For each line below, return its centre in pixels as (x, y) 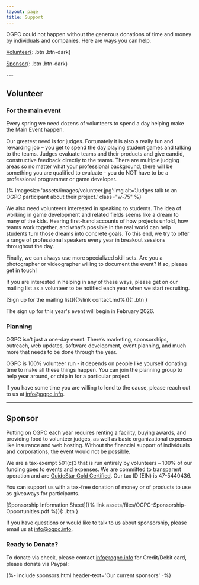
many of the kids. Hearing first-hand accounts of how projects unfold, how (97, 221)
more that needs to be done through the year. (62, 352)
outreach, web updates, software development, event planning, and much (96, 346)
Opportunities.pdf (28, 511)
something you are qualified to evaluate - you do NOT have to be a (87, 173)
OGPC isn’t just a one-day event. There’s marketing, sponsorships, (87, 340)
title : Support (25, 17)
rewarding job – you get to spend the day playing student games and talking (99, 148)
